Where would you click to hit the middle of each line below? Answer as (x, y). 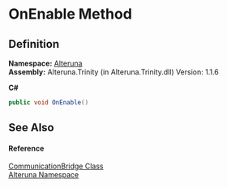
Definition (34, 44)
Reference (26, 148)
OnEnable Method (70, 14)
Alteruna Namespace (44, 175)
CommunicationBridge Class (56, 166)
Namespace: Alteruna (45, 63)
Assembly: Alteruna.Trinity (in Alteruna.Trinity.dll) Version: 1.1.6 (113, 72)
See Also (31, 127)
